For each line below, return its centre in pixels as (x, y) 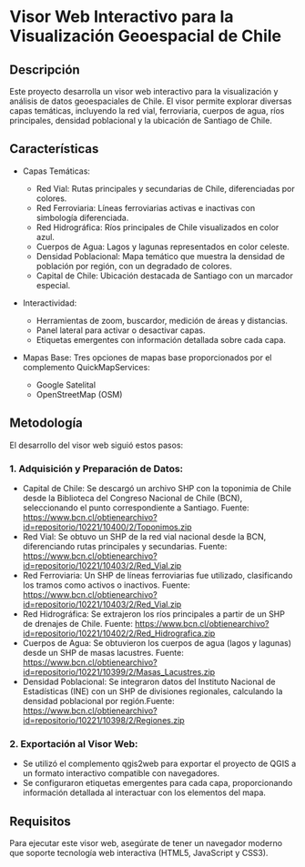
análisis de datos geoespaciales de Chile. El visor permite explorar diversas (151, 101)
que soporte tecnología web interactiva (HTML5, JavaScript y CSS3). (139, 853)
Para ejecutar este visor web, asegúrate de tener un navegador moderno (146, 843)
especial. (53, 285)
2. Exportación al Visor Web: (74, 743)
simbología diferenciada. (82, 217)
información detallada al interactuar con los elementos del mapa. (144, 792)
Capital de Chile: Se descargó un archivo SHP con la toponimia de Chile (157, 488)
